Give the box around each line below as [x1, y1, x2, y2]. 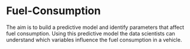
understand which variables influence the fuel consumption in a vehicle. [6, 36, 182, 43]
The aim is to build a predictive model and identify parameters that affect [6, 24, 184, 31]
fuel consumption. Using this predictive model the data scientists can [6, 30, 175, 37]
